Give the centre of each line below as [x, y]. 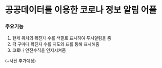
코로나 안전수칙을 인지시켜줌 [39, 50]
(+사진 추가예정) [20, 61]
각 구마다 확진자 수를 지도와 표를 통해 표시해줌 [56, 44]
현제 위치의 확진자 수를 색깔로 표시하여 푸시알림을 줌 [61, 38]
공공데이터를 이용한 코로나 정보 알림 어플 [81, 10]
